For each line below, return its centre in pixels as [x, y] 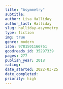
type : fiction [20, 33]
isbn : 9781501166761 [26, 46]
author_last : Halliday [28, 23]
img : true [15, 38]
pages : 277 [16, 56]
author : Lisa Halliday [28, 19]
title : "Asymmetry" [25, 10]
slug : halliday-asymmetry [31, 28]
